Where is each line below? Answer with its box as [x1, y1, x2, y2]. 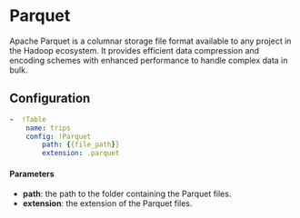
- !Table [9, 114, 47, 124]
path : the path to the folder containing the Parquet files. [22, 188, 232, 200]
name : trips [25, 124, 71, 133]
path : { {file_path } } [42, 140, 120, 150]
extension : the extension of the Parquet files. [22, 198, 193, 209]
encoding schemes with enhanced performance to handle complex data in [9, 54, 288, 65]
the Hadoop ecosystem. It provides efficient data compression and [9, 45, 260, 55]
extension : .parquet [42, 149, 120, 158]
